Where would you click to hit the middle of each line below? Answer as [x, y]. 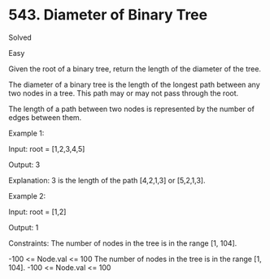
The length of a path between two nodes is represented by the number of [131, 109]
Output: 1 [24, 227]
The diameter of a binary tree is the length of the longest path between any [134, 84]
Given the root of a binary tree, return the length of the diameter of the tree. [135, 69]
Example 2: [27, 195]
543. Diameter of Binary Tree [108, 15]
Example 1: [26, 133]
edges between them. [45, 117]
